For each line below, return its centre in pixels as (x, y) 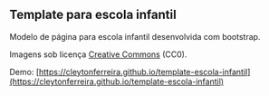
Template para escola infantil (93, 15)
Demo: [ (24, 72)
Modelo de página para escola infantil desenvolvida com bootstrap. (135, 36)
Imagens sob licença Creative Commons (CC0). (98, 54)
